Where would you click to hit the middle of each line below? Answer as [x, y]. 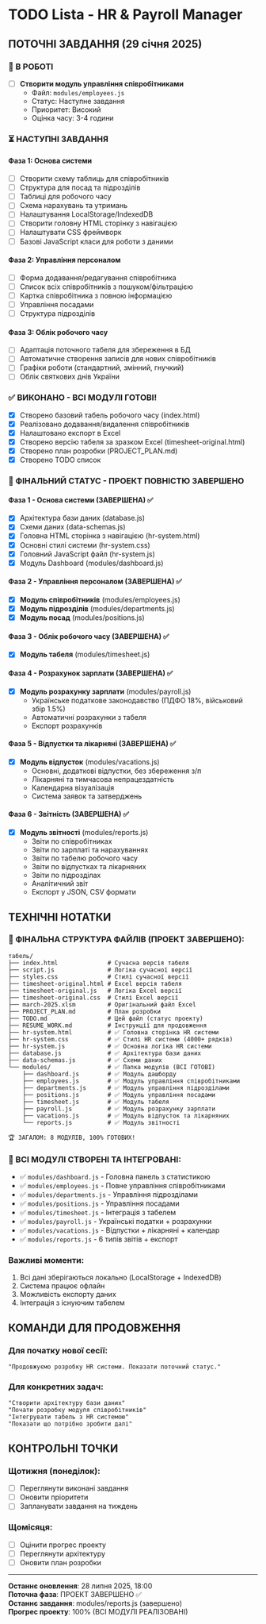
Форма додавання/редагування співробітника [98, 277]
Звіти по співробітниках [72, 841]
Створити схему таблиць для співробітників [94, 179]
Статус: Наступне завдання [78, 101]
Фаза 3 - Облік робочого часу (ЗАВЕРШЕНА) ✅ [89, 636]
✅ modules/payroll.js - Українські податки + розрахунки [116, 1222]
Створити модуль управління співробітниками [102, 83]
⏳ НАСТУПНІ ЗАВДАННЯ [58, 139]
